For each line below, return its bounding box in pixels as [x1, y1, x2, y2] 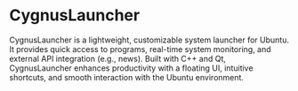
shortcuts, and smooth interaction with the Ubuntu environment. [9, 72, 245, 82]
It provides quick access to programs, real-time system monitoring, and [9, 43, 271, 54]
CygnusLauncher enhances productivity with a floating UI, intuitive [9, 63, 254, 73]
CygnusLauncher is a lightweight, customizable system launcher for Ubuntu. [9, 34, 289, 45]
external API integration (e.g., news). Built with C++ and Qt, [9, 53, 227, 64]
